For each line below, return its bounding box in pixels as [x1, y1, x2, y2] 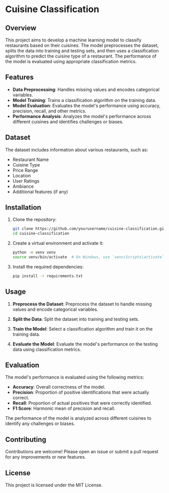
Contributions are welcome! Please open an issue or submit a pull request [5, 449, 159, 455]
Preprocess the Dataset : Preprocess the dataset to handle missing [12, 301, 152, 307]
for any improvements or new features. [5, 454, 86, 460]
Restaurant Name [12, 156, 49, 162]
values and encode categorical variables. [12, 306, 98, 312]
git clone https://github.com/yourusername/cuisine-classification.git [12, 226, 166, 232]
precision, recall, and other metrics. [12, 107, 87, 114]
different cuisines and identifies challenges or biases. [12, 119, 124, 125]
